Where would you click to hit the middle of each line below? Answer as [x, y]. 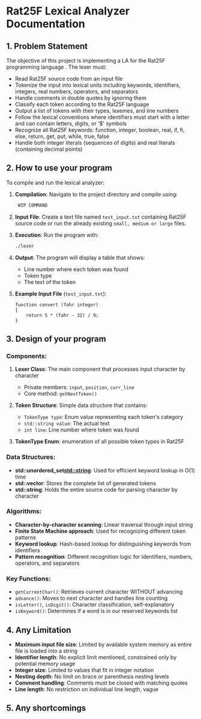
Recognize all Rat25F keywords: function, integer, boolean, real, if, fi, [100, 130]
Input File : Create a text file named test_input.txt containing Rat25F [100, 217]
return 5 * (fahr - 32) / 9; [62, 315]
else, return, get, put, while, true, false [62, 136]
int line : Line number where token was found [81, 430]
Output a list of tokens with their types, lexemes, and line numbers [97, 111]
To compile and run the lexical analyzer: [55, 183]
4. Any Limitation [39, 630]
